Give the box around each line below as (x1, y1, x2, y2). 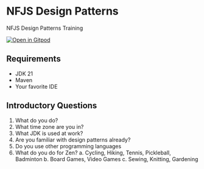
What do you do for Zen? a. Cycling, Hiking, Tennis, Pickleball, (15, 149, 172, 156)
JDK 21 (15, 70, 33, 77)
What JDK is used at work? (15, 129, 83, 137)
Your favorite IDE (15, 83, 58, 90)
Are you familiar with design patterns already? (15, 136, 131, 143)
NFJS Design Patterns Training (6, 24, 83, 32)
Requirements (6, 53, 61, 64)
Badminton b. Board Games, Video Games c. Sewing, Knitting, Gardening (15, 155, 199, 162)
